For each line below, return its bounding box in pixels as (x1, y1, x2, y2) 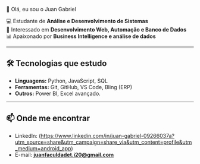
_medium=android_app (14, 144, 71, 152)
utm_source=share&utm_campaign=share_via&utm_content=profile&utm (14, 138, 192, 146)
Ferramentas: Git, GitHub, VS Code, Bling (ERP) (14, 83, 133, 90)
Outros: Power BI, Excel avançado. (14, 90, 101, 97)
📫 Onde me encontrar (6, 113, 90, 124)
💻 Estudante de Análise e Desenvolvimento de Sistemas (6, 18, 148, 24)
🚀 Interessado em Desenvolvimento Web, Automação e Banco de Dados (6, 26, 187, 33)
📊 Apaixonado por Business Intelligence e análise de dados (6, 33, 156, 40)
